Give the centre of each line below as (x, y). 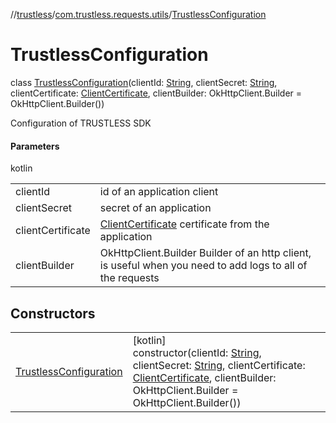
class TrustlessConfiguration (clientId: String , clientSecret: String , (144, 82)
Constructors (53, 313)
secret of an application (155, 208)
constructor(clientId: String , (197, 352)
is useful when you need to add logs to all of (203, 266)
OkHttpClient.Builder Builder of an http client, (205, 253)
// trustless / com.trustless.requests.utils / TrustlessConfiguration (138, 14)
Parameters (35, 146)
